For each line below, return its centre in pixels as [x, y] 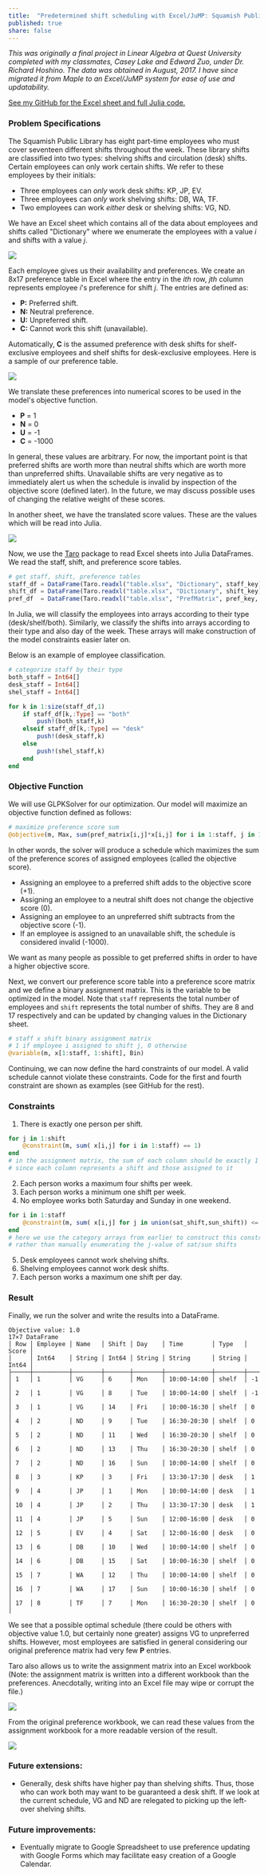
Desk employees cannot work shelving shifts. [94, 1260]
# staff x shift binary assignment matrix [80, 1038]
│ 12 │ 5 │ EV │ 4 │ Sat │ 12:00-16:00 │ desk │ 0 [132, 1533]
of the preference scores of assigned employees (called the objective [122, 858]
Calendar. [35, 1864]
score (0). [36, 908]
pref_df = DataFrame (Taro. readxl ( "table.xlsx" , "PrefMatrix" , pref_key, [134, 599]
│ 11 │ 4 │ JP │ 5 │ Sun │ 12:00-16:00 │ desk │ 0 [132, 1519]
